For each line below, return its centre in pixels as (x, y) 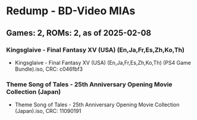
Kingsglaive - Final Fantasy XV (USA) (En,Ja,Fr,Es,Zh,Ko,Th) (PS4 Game (103, 62)
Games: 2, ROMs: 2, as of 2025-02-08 (79, 33)
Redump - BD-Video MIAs (71, 11)
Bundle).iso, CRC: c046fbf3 (49, 69)
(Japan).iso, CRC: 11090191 (48, 111)
